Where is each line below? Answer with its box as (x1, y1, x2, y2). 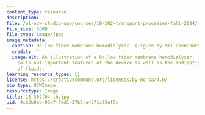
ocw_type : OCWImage (6, 83, 56, 89)
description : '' (6, 15, 48, 21)
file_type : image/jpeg (6, 32, 64, 38)
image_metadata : (6, 37, 48, 43)
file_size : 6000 (6, 26, 48, 32)
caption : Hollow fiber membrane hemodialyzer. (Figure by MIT (12, 43, 173, 49)
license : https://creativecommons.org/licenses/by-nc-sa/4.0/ (6, 77, 168, 83)
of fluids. (17, 65, 45, 72)
